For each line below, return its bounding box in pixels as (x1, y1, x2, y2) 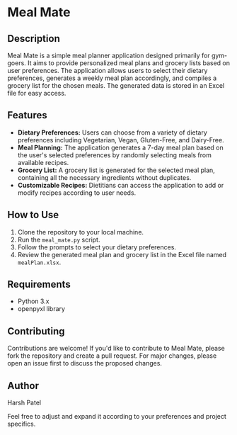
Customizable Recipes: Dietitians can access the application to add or (17, 181, 224, 189)
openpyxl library (17, 305, 66, 313)
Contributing (7, 325, 65, 337)
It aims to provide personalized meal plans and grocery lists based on (27, 59, 230, 67)
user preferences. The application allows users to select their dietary (7, 67, 208, 74)
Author (7, 380, 39, 392)
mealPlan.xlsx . (17, 258, 62, 266)
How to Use (7, 209, 59, 221)
